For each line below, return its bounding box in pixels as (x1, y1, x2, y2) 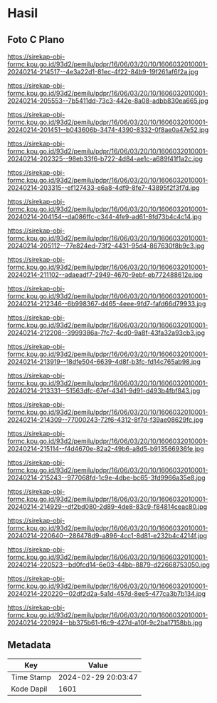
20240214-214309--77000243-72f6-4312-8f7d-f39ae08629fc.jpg (7, 415, 203, 424)
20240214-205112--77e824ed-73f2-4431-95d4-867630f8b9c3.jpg (7, 241, 205, 250)
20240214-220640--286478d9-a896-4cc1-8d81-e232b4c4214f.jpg (7, 532, 208, 540)
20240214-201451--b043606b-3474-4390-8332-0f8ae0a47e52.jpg (7, 126, 209, 133)
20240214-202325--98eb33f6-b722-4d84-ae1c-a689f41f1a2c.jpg (7, 155, 203, 163)
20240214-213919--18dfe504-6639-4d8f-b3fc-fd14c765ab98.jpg (7, 358, 201, 365)
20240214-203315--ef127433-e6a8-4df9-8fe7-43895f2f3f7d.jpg (7, 183, 200, 192)
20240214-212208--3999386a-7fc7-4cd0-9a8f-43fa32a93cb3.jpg (7, 328, 205, 337)
